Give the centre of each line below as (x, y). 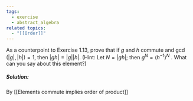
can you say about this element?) (46, 63)
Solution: (18, 77)
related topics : (26, 28)
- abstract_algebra (35, 22)
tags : (13, 11)
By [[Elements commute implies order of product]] (67, 92)
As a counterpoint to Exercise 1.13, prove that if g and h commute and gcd (96, 50)
